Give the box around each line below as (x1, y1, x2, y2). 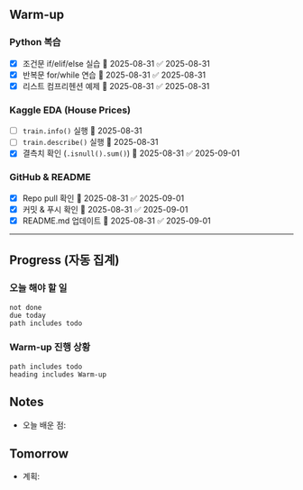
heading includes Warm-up (9, 369, 106, 379)
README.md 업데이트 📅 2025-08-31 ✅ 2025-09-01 (22, 215, 212, 226)
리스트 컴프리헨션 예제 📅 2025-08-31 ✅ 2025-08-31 (22, 80, 210, 91)
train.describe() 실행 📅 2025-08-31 (22, 137, 159, 148)
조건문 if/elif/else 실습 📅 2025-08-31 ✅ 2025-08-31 (22, 58, 210, 68)
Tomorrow (9, 446, 69, 462)
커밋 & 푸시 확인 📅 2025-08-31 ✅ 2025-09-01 (22, 204, 188, 214)
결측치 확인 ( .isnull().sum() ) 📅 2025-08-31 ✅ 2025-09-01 (22, 148, 241, 159)
